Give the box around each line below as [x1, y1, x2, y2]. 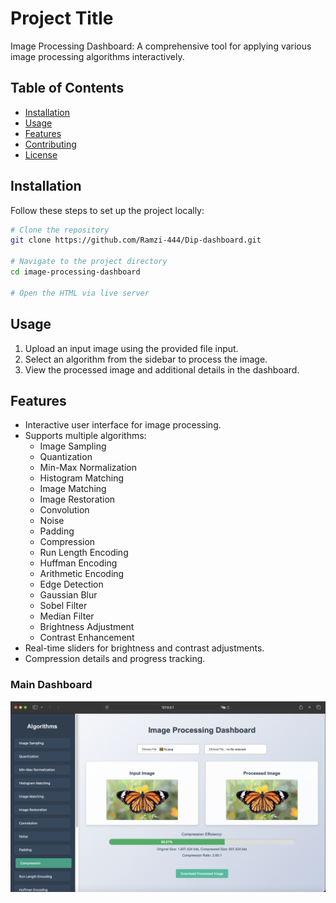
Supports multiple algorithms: [24, 430, 147, 442]
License [24, 148, 58, 161]
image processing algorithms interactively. [10, 50, 185, 62]
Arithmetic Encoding [39, 568, 125, 580]
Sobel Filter [39, 600, 88, 612]
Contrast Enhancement [39, 632, 135, 644]
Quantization [39, 451, 93, 463]
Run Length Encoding [39, 547, 129, 559]
